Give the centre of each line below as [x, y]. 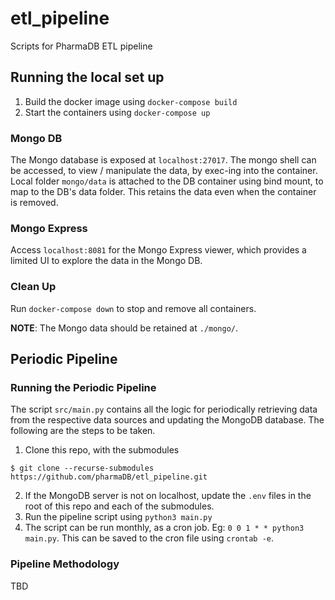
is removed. [34, 203]
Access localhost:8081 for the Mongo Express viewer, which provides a [158, 250]
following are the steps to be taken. [83, 431]
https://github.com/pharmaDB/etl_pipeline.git [109, 477]
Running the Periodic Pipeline [83, 387]
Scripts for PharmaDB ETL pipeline [81, 46]
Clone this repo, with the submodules [102, 450]
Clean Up [33, 287]
